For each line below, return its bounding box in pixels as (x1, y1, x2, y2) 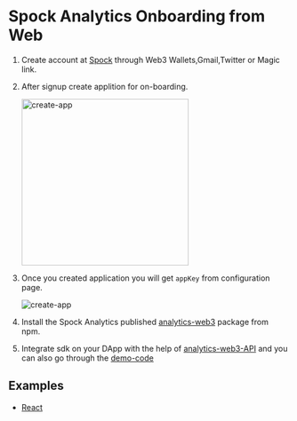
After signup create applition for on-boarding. (20, 81, 189, 91)
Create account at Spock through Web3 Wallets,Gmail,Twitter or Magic (20, 54, 281, 65)
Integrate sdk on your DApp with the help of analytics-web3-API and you (20, 343, 288, 353)
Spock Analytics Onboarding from (8, 6, 266, 27)
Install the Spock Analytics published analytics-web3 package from (20, 316, 269, 327)
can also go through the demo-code (20, 353, 155, 363)
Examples (8, 378, 64, 393)
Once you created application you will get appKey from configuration (20, 273, 270, 283)
